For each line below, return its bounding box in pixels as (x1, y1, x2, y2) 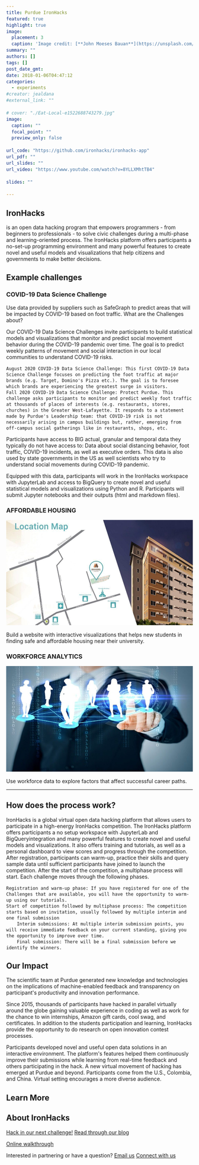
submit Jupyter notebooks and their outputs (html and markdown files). (6, 491, 180, 498)
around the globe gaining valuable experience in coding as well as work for (6, 1007, 190, 1014)
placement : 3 (11, 34, 44, 41)
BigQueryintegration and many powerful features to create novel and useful (6, 835, 191, 842)
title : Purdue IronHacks (6, 10, 68, 15)
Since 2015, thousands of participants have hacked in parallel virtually (6, 1001, 176, 1008)
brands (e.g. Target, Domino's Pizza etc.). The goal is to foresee (6, 378, 179, 384)
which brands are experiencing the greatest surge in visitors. (6, 384, 168, 390)
